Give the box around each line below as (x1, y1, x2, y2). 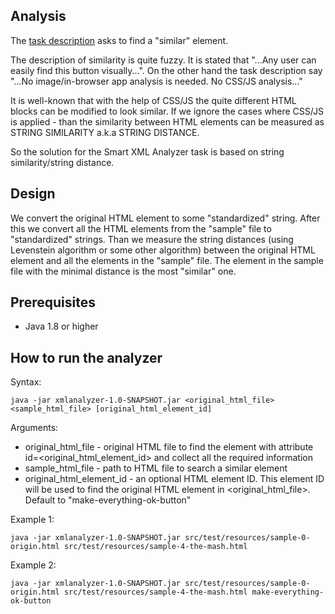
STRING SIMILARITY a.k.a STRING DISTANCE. (10, 126, 200, 138)
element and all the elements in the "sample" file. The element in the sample (10, 254, 324, 266)
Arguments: (10, 422, 59, 434)
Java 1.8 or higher (24, 320, 99, 333)
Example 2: (10, 559, 57, 571)
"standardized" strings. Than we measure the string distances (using (10, 233, 294, 245)
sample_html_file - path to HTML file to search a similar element (24, 462, 288, 474)
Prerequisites (10, 294, 96, 311)
